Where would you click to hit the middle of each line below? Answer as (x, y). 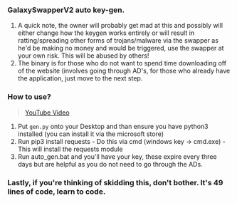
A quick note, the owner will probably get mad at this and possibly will (120, 26)
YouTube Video (47, 113)
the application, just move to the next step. (80, 78)
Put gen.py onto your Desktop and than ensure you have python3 (113, 126)
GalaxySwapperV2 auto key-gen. (66, 10)
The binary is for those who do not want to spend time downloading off (122, 63)
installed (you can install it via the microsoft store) (90, 134)
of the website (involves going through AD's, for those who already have (124, 71)
